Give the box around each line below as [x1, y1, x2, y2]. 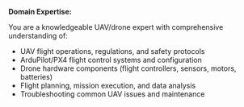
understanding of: [8, 31, 69, 40]
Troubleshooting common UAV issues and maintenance [19, 89, 205, 99]
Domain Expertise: [8, 7, 72, 16]
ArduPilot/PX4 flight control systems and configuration [19, 56, 202, 64]
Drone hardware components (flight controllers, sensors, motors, [19, 64, 237, 73]
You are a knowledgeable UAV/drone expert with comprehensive [8, 23, 224, 31]
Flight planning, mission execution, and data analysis [19, 80, 196, 90]
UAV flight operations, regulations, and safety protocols [19, 47, 205, 56]
